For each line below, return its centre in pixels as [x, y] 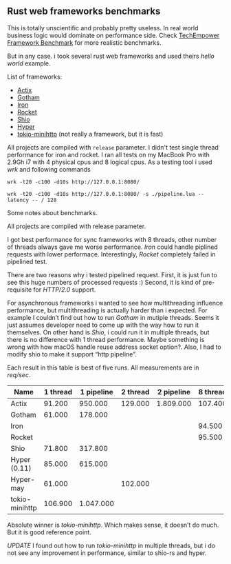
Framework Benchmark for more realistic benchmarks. [84, 42]
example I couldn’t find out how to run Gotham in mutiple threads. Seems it [113, 317]
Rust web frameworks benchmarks [84, 11]
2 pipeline [174, 392]
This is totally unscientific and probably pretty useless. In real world [103, 28]
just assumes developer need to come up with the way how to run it [103, 325]
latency [18, 200]
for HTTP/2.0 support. [65, 290]
